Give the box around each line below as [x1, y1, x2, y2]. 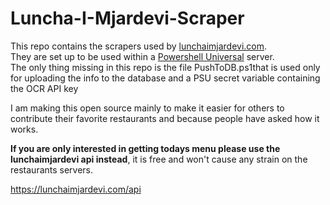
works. [10, 123, 39, 135]
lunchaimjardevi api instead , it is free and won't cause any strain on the [10, 153, 308, 165]
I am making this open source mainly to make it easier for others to [10, 102, 285, 114]
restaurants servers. [10, 163, 94, 176]
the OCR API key [10, 82, 79, 94]
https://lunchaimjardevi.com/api [10, 183, 142, 195]
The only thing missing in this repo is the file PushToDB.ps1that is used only [10, 61, 321, 73]
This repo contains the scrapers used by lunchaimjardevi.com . [10, 40, 268, 52]
